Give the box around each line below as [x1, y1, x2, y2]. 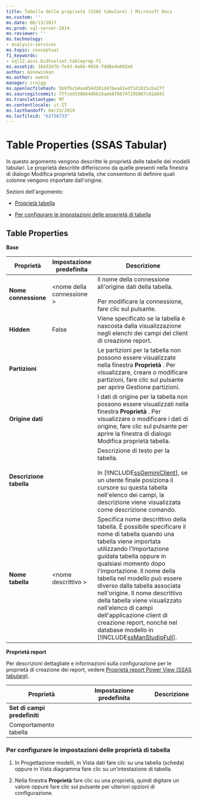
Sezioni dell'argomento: [6, 188, 64, 195]
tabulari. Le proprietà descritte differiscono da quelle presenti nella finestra [6, 164, 189, 171]
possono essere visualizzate [97, 354, 176, 361]
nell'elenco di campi [97, 604, 153, 612]
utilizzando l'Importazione [97, 545, 169, 553]
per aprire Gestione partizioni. [97, 383, 180, 391]
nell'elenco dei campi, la [97, 491, 164, 499]
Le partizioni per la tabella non [97, 346, 181, 354]
